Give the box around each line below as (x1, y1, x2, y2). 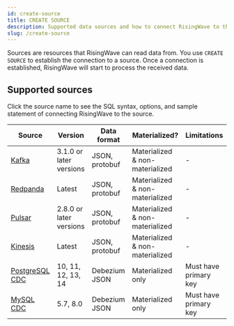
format (97, 135, 120, 145)
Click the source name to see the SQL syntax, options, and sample (7, 102, 198, 111)
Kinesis (10, 242, 35, 251)
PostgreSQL (10, 266, 50, 276)
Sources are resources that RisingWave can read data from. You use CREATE (7, 49, 224, 57)
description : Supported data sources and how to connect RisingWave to (7, 23, 219, 30)
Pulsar (10, 213, 32, 223)
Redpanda (10, 184, 45, 194)
